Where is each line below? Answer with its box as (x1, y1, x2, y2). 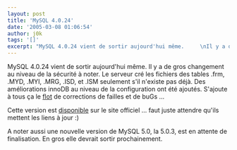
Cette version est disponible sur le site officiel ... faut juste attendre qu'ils (7, 106, 219, 114)
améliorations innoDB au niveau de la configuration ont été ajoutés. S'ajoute (7, 85, 228, 93)
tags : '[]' (7, 37, 39, 44)
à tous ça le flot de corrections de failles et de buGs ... (7, 92, 165, 101)
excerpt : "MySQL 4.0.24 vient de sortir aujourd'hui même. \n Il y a (7, 43, 226, 50)
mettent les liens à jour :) (7, 113, 80, 122)
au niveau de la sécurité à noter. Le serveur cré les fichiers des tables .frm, (7, 70, 225, 78)
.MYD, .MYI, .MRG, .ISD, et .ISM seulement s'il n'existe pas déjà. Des (7, 77, 206, 85)
